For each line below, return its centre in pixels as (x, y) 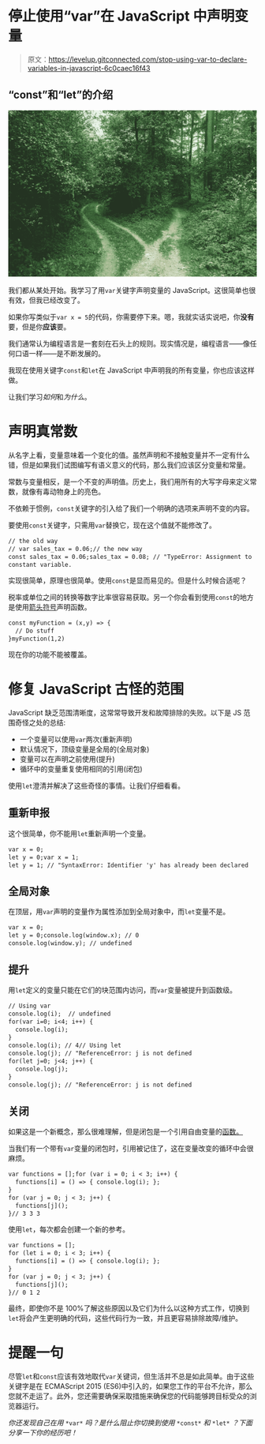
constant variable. (40, 564)
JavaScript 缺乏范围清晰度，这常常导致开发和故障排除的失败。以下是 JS (125, 712)
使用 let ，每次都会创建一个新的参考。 (69, 1229)
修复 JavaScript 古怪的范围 (96, 690)
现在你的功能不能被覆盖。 (50, 654)
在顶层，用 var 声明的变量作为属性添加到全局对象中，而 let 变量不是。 (119, 912)
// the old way (33, 541)
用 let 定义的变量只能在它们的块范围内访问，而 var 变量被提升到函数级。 (122, 990)
